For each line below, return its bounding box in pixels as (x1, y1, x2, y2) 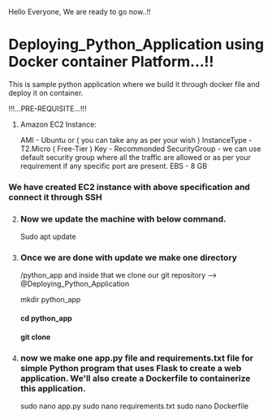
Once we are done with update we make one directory (19, 252, 238, 263)
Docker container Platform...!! (8, 53, 214, 71)
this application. (19, 382, 86, 394)
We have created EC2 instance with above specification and (8, 181, 250, 192)
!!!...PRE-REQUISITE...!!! (8, 103, 87, 113)
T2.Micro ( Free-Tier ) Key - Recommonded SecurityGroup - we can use (19, 144, 261, 153)
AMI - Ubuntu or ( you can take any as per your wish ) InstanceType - (19, 135, 253, 145)
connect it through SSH (8, 191, 103, 202)
